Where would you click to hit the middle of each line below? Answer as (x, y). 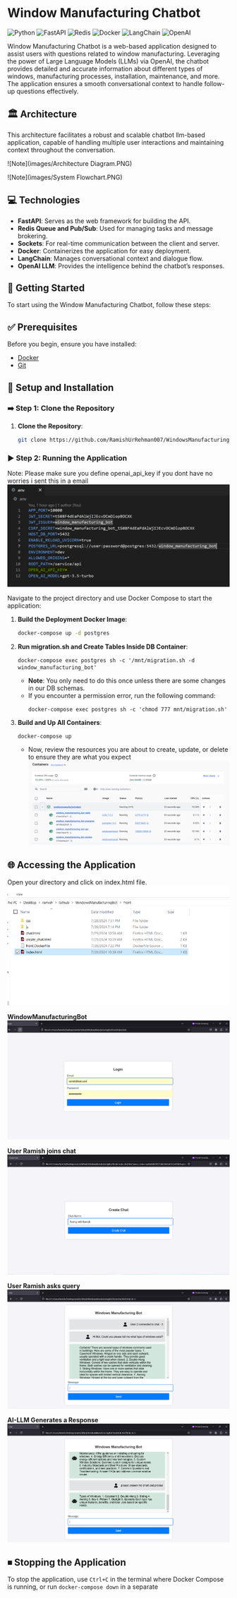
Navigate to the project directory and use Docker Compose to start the (110, 598)
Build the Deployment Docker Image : (72, 619)
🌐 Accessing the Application (72, 865)
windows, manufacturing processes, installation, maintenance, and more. (114, 76)
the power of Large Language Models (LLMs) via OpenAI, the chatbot (108, 61)
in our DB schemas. (56, 688)
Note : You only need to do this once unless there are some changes (127, 680)
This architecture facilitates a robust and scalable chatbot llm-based (107, 135)
